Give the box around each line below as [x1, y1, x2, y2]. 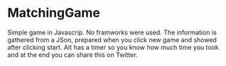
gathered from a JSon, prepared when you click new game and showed [7, 35, 217, 44]
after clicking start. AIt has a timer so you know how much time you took [7, 43, 219, 51]
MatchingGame [7, 5, 101, 21]
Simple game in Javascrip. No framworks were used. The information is [7, 28, 217, 37]
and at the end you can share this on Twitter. [7, 51, 138, 59]
